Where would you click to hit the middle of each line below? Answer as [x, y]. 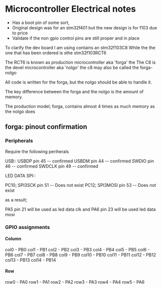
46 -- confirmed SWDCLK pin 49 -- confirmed [52, 166]
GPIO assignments [28, 227]
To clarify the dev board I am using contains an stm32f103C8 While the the [80, 47]
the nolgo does [20, 111]
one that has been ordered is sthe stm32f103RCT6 [56, 53]
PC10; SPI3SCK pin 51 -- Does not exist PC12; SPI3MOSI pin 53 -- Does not [81, 185]
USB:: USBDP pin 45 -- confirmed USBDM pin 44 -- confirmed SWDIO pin [80, 161]
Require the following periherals [37, 151]
